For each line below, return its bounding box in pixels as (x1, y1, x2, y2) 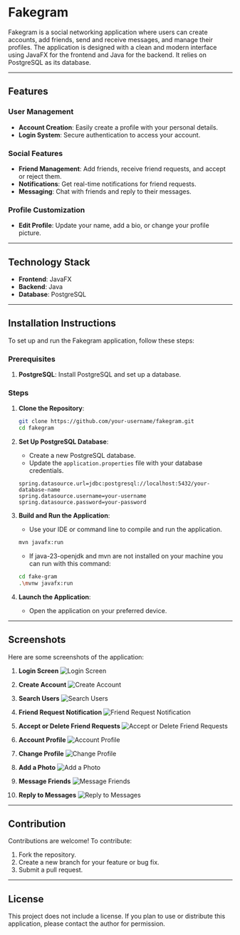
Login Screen (18, 667, 59, 675)
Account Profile (18, 735, 66, 744)
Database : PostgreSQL (18, 290, 87, 299)
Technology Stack (8, 256, 90, 268)
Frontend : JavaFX (18, 275, 72, 283)
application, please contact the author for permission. (8, 919, 166, 928)
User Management (8, 107, 74, 117)
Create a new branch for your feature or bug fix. (18, 858, 160, 867)
